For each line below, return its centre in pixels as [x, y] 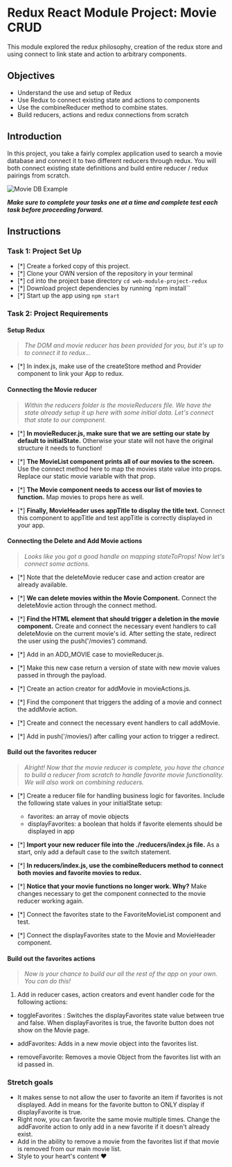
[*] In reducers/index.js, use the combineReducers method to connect [120, 865]
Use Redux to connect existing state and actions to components [108, 100]
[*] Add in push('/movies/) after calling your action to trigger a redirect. [118, 736]
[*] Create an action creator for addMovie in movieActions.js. [104, 689]
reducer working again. [51, 901]
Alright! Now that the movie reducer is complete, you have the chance [124, 767]
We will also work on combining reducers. [84, 782]
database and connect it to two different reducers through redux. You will [112, 160]
